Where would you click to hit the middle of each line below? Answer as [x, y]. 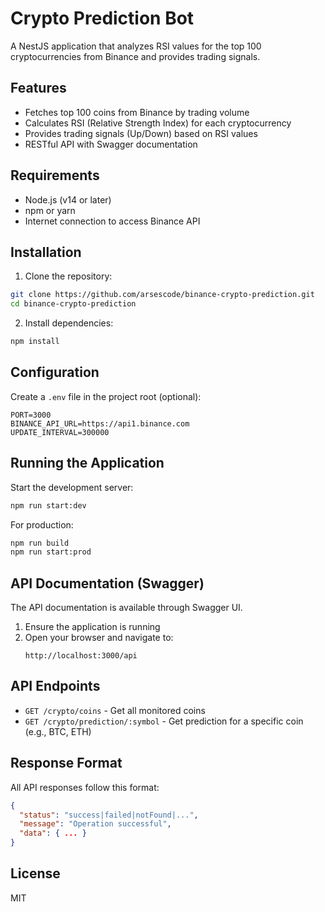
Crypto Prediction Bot [102, 18]
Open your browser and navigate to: [99, 638]
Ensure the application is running [92, 627]
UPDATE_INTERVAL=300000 [60, 432]
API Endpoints [55, 686]
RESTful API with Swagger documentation [111, 144]
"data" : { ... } [53, 833]
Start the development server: [72, 487]
